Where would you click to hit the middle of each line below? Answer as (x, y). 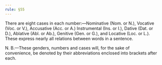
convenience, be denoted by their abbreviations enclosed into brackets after (81, 53)
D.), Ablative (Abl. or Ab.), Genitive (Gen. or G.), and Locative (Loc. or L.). (78, 33)
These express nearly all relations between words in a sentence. (69, 39)
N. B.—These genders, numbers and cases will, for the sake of (67, 48)
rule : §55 (15, 9)
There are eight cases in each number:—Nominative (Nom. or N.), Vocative (80, 23)
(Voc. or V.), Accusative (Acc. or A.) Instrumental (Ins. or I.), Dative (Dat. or (79, 28)
